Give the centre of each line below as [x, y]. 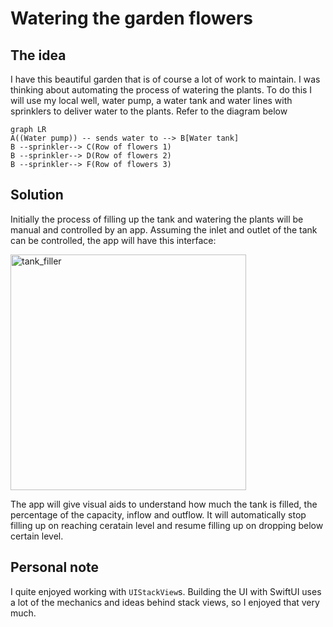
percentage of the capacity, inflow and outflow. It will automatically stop [158, 514]
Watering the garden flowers [132, 18]
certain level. [37, 536]
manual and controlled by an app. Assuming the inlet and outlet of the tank [164, 229]
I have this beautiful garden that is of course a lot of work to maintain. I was [165, 79]
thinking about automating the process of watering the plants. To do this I [161, 90]
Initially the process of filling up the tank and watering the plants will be [157, 219]
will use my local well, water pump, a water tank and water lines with [151, 100]
